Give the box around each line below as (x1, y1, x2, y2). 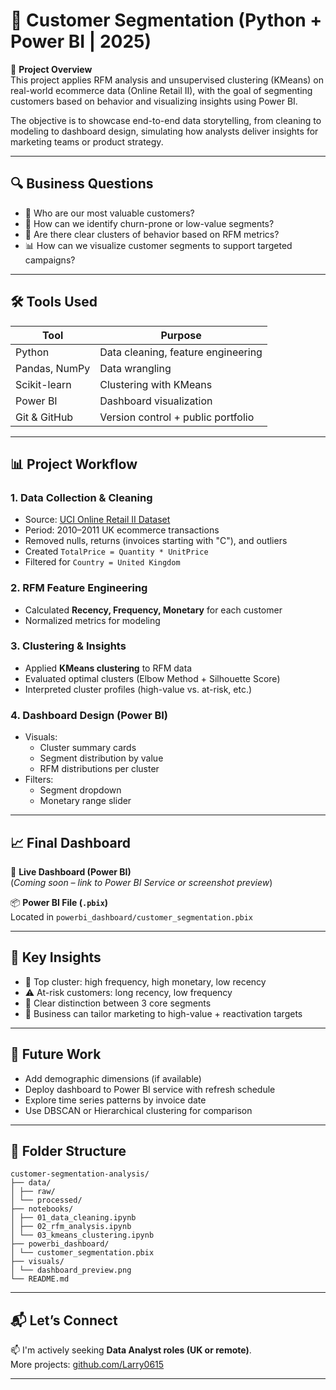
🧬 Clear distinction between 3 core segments (24, 997, 212, 1009)
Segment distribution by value (39, 752, 164, 764)
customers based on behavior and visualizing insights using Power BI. (10, 95, 298, 107)
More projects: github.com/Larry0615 (10, 1359, 165, 1371)
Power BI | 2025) (10, 30, 152, 53)
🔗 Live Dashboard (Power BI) (10, 865, 132, 878)
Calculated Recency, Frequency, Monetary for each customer (24, 604, 283, 616)
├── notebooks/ (10, 1204, 74, 1214)
